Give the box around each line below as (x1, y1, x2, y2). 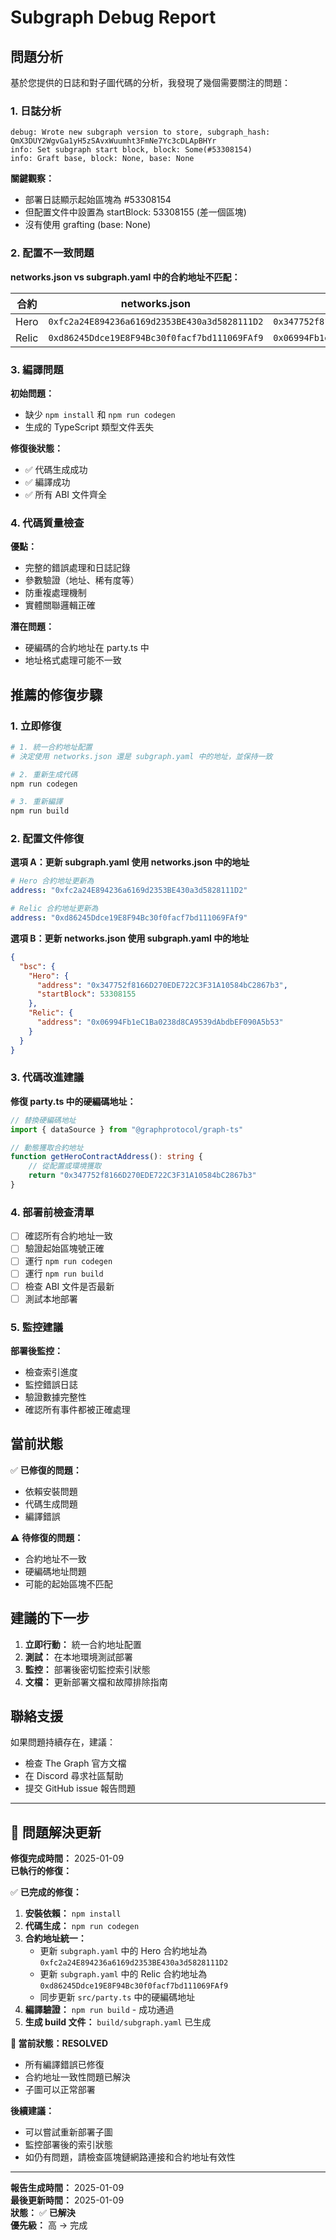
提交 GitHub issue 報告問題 (24, 1782, 136, 1795)
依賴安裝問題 (24, 1485, 78, 1497)
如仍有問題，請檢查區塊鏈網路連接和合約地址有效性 (24, 2151, 236, 2163)
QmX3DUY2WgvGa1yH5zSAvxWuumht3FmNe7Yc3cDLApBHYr (10, 136, 217, 146)
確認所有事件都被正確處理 (24, 1403, 131, 1415)
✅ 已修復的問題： (10, 1464, 82, 1476)
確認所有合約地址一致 (24, 1230, 113, 1242)
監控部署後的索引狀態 (24, 2139, 113, 2151)
